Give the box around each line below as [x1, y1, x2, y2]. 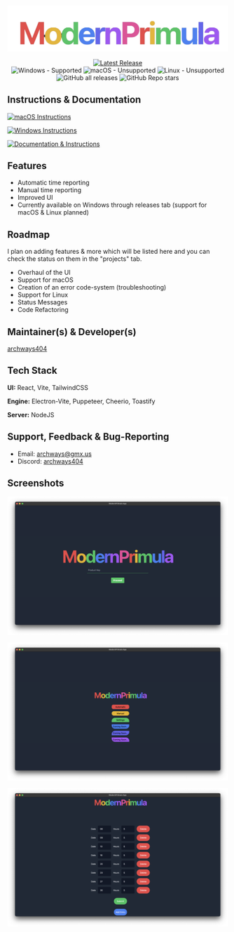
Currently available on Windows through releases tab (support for [17, 201, 207, 209]
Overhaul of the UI [17, 269, 71, 277]
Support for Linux [17, 290, 69, 299]
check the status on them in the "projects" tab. [7, 255, 142, 263]
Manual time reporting [17, 186, 82, 194]
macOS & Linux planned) [17, 208, 90, 217]
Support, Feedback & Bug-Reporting [7, 431, 170, 443]
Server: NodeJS [7, 410, 55, 419]
